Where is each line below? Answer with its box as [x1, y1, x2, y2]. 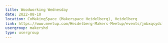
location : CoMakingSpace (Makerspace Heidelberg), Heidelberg [5, 16, 137, 21]
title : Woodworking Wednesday [5, 7, 68, 12]
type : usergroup [5, 30, 39, 35]
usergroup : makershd [5, 26, 48, 31]
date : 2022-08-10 [5, 12, 41, 17]
